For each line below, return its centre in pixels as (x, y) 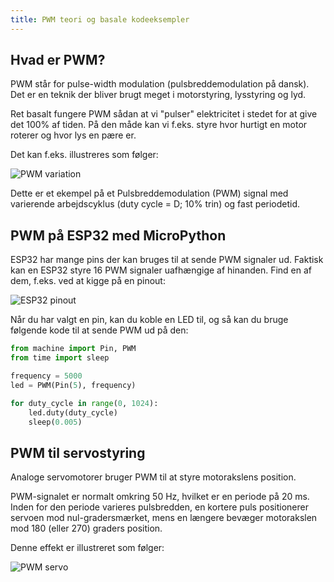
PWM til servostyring (78, 452)
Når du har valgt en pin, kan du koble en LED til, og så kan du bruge (149, 320)
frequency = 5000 (46, 376)
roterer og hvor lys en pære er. (73, 135)
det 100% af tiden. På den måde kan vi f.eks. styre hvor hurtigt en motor (159, 125)
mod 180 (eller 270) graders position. (86, 528)
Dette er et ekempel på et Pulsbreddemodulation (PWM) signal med (149, 193)
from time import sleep (60, 358)
